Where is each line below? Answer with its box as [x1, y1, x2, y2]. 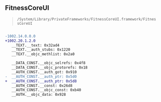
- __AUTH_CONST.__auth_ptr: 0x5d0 [5, 74, 77, 79]
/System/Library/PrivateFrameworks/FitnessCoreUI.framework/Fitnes [16, 17, 156, 21]
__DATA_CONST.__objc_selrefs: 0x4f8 [11, 61, 86, 66]
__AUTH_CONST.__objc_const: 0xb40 [11, 87, 81, 93]
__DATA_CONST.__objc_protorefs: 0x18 [11, 65, 88, 70]
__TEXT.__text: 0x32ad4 [11, 43, 60, 48]
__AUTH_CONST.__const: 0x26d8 [11, 83, 73, 88]
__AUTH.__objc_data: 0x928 [11, 92, 66, 97]
